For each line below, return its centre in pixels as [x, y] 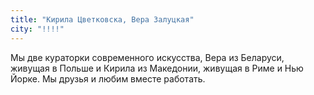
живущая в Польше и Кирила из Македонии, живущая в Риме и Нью [157, 68]
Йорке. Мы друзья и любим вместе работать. [108, 78]
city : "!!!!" [37, 29]
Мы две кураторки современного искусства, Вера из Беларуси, [147, 57]
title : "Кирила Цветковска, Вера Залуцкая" [102, 19]
